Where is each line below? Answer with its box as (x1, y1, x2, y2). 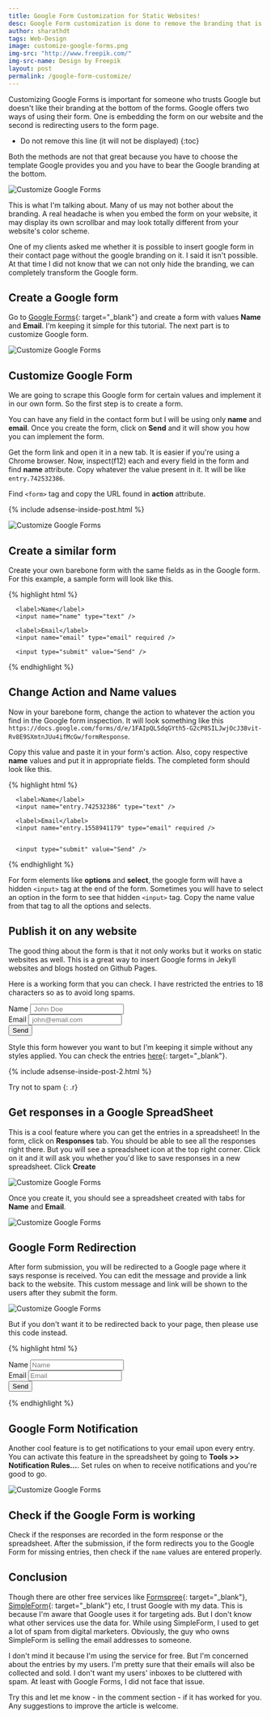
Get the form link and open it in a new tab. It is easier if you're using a (8, 447, 240, 458)
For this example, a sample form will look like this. (8, 574, 174, 584)
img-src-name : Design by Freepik (8, 58, 121, 66)
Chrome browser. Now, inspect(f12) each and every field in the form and (8, 456, 249, 466)
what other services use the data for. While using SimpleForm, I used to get (8, 1618, 260, 1627)
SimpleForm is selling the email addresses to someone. (8, 1635, 193, 1644)
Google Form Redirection (8, 1240, 137, 1254)
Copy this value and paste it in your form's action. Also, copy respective (8, 747, 248, 757)
